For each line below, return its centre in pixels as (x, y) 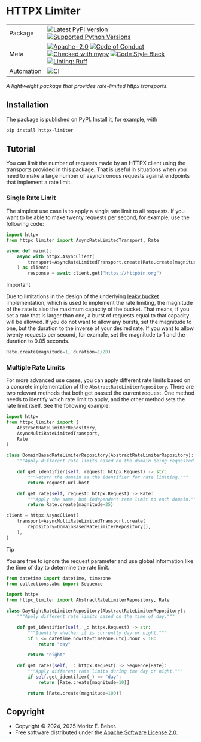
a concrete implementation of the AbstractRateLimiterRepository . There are (100, 387)
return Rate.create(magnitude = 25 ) (71, 505)
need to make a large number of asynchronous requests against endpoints (98, 176)
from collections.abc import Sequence (54, 584)
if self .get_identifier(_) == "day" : (74, 677)
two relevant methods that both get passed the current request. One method (100, 393)
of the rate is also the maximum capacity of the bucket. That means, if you (98, 309)
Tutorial (21, 149)
